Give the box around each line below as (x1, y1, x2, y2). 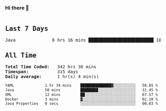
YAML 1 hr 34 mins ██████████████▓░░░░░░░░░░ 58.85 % (5, 83, 158, 88)
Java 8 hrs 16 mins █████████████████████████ (5, 37, 154, 43)
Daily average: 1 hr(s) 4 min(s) (5, 74, 99, 79)
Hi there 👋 (5, 4, 30, 11)
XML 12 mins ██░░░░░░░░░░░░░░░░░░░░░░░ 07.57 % (5, 92, 158, 97)
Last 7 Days (5, 25, 48, 32)
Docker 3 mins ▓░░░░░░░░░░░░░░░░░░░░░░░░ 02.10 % (5, 97, 158, 102)
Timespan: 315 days (5, 69, 79, 74)
